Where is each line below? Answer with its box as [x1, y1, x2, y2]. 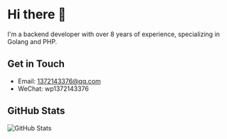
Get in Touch [7, 58, 65, 70]
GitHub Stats [7, 105, 65, 117]
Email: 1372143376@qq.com [17, 77, 101, 85]
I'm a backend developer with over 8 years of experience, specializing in [7, 30, 221, 38]
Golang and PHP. [7, 37, 58, 45]
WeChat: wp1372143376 [17, 84, 89, 93]
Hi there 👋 [7, 6, 66, 23]
